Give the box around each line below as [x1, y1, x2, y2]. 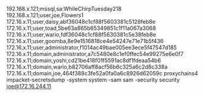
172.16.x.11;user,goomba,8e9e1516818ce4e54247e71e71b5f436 [6, 38, 164, 44]
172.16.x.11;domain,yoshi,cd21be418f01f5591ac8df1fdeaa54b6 [6, 57, 161, 64]
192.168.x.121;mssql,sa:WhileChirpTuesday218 [6, 5, 122, 12]
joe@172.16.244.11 [6, 83, 51, 90]
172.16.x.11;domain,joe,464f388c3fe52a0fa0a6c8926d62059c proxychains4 [6, 70, 198, 77]
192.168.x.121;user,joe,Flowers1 [6, 12, 84, 19]
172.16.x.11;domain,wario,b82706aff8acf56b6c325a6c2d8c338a [6, 63, 168, 70]
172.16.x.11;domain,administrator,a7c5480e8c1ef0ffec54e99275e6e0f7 [6, 50, 184, 57]
